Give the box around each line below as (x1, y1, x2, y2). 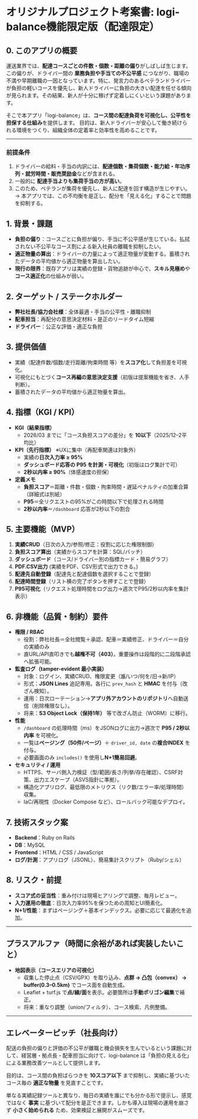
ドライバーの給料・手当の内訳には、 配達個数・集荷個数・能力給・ (14, 163, 175, 170)
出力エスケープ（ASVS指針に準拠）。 (34, 776, 123, 783)
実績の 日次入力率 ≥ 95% (23, 453, 83, 461)
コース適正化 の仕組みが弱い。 (14, 272, 87, 279)
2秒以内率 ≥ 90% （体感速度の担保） (23, 468, 113, 476)
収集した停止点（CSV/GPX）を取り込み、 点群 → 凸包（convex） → (23, 974, 187, 981)
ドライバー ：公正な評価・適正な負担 (14, 323, 103, 330)
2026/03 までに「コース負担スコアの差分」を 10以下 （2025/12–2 (23, 431, 182, 438)
